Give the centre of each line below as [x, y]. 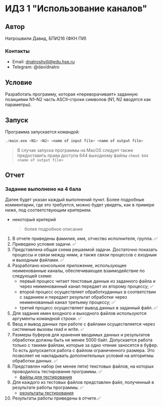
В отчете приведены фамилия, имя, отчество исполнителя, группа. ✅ [85, 239]
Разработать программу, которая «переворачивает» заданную [71, 94]
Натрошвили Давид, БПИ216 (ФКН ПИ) [46, 38]
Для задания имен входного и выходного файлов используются [79, 313]
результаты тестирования [47, 393]
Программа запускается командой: [42, 132]
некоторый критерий [34, 220]
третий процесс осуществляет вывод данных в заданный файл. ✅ [89, 308]
